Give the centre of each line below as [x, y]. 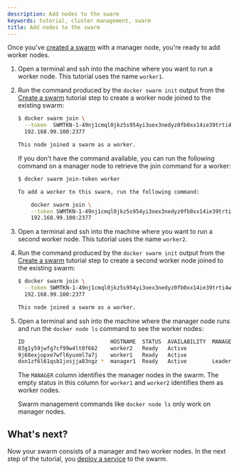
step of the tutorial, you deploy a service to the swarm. [87, 459]
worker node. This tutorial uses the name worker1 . [91, 76]
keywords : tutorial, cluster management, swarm [79, 21]
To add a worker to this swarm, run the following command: [108, 192]
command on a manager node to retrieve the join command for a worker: [124, 165]
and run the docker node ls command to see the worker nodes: [111, 328]
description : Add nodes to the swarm [63, 14]
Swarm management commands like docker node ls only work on [114, 404]
